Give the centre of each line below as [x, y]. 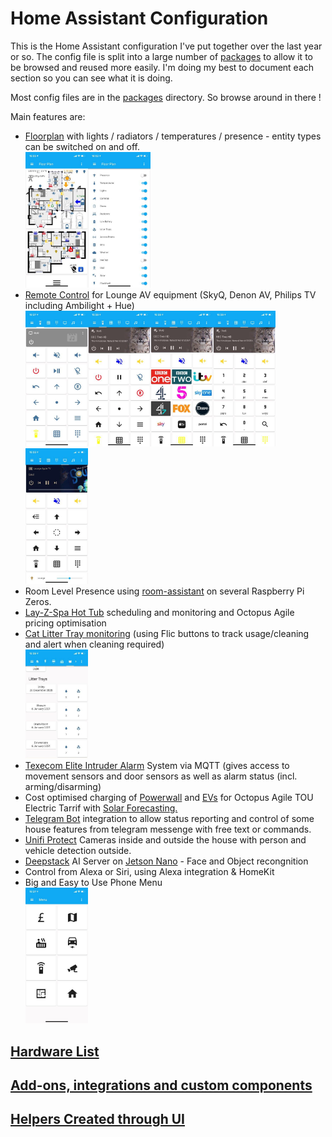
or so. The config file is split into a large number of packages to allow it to [161, 56]
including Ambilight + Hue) [79, 305]
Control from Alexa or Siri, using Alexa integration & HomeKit [149, 872]
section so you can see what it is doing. [91, 78]
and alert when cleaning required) [94, 644]
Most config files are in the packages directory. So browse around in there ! [166, 97]
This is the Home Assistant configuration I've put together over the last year [166, 46]
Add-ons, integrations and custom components [161, 1085]
